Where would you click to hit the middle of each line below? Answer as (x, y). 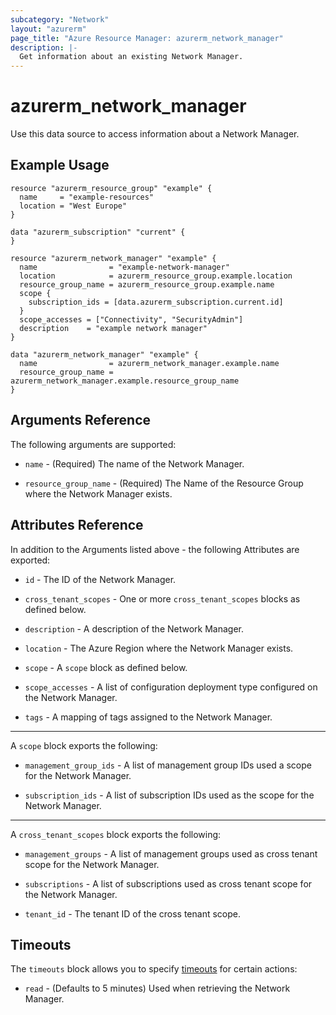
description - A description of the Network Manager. (134, 628)
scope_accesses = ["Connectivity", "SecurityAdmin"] (131, 319)
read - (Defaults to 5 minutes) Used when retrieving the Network (157, 988)
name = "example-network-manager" (124, 267)
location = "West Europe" (73, 206)
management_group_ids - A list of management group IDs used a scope (168, 765)
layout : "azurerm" (48, 29)
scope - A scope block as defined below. (106, 667)
